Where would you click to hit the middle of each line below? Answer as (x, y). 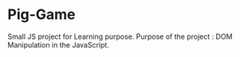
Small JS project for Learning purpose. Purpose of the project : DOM (120, 36)
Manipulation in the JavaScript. (58, 44)
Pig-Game (42, 15)
